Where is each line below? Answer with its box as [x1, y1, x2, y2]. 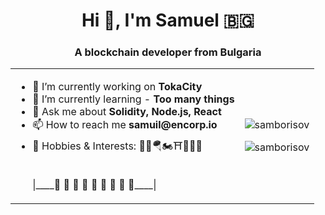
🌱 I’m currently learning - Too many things [32, 92, 235, 106]
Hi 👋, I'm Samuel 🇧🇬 [81, 9, 255, 32]
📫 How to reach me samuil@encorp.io [32, 118, 218, 132]
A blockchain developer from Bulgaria [74, 45, 262, 59]
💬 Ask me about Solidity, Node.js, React [32, 105, 222, 119]
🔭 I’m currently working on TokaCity [32, 80, 203, 94]
